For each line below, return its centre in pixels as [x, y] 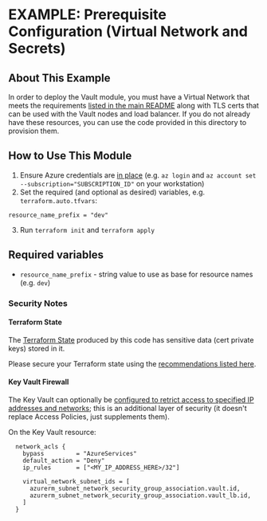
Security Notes [38, 303]
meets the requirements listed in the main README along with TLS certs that [133, 106]
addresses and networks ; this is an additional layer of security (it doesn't [128, 408]
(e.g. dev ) [35, 282]
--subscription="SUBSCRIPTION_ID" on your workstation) [112, 183]
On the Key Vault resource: [53, 432]
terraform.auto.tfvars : [59, 200]
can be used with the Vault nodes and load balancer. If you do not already [130, 114]
